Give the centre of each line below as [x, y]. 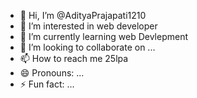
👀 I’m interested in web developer [88, 26]
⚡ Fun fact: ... [47, 84]
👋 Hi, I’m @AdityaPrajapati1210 [83, 15]
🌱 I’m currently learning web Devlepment [104, 36]
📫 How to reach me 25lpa [74, 58]
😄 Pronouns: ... [52, 73]
